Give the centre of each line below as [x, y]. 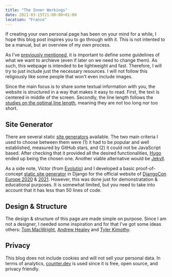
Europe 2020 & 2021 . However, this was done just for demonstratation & [82, 179]
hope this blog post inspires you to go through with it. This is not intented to [85, 39]
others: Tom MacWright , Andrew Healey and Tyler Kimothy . [68, 229]
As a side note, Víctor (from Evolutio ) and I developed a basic [70, 168]
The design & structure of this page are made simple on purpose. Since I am [86, 219]
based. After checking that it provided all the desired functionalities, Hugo [83, 153]
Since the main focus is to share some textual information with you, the [80, 87]
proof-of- [146, 168]
